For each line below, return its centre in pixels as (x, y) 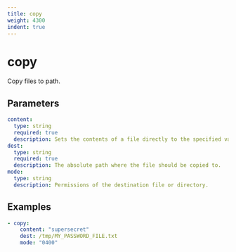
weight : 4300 (26, 20)
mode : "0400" (39, 243)
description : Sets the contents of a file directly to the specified (117, 139)
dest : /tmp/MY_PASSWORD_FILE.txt (69, 237)
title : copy (25, 14)
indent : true (26, 27)
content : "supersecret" (55, 229)
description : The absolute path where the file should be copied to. (117, 165)
